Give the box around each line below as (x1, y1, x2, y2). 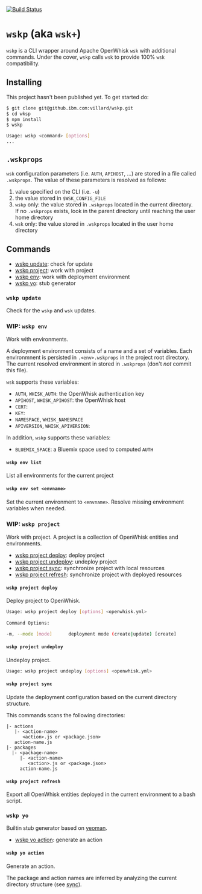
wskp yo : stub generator (14, 279, 76, 287)
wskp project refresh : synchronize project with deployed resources (14, 571, 182, 578)
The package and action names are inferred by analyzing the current (6, 874, 177, 881)
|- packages (6, 744, 36, 751)
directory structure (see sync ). (6, 881, 83, 888)
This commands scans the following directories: (6, 711, 125, 718)
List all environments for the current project (6, 472, 114, 479)
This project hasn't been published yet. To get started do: (6, 93, 149, 100)
